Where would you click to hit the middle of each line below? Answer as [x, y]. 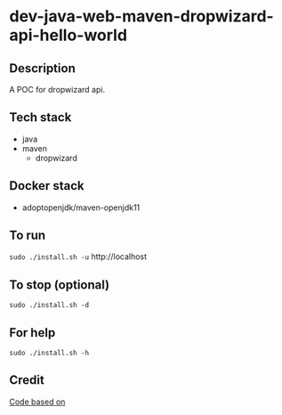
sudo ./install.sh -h [49, 354]
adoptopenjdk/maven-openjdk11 [81, 207]
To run [28, 236]
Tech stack [40, 118]
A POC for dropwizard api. [57, 90]
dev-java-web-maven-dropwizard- [141, 16]
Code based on [37, 402]
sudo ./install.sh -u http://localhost [78, 256]
